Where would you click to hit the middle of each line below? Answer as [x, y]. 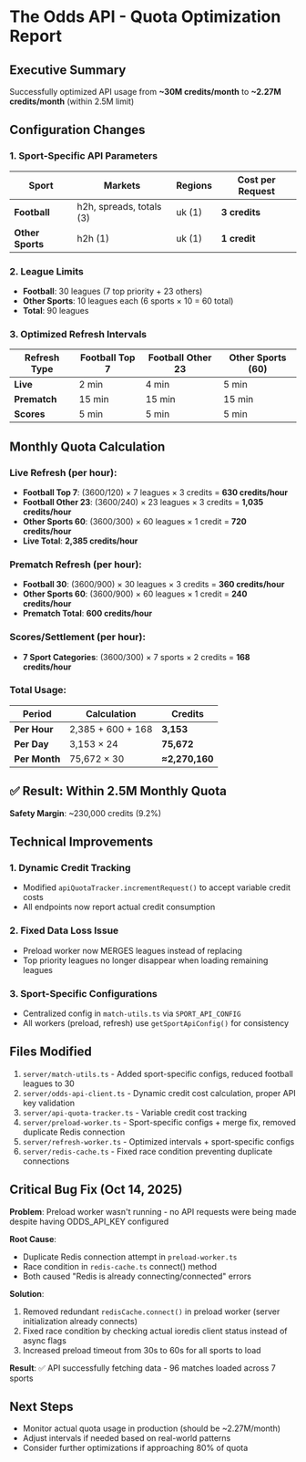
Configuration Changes [77, 130]
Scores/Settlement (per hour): [77, 638]
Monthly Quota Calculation [87, 446]
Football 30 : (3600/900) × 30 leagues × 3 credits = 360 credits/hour [153, 585]
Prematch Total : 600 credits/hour [87, 614]
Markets [122, 185]
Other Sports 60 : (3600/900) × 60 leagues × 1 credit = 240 [135, 594]
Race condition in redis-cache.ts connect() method [119, 1266]
